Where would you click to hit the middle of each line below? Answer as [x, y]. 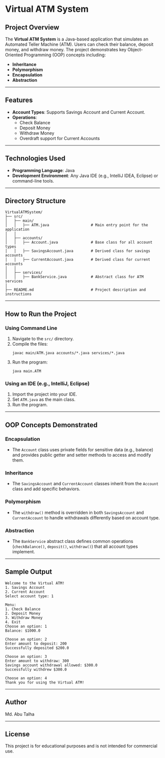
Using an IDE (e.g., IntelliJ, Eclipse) [47, 384]
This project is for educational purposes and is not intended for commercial [81, 746]
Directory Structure [36, 201]
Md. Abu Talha [20, 714]
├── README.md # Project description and [76, 290]
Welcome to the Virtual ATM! [35, 583]
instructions [18, 294]
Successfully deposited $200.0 [37, 648]
